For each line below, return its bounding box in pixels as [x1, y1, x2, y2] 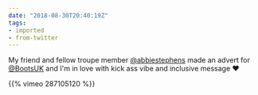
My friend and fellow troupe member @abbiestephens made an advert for [8, 55, 251, 65]
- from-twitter [8, 33, 59, 42]
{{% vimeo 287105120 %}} [8, 79, 96, 89]
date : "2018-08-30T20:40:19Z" [8, 11, 109, 20]
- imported [8, 26, 45, 34]
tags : [8, 19, 26, 27]
